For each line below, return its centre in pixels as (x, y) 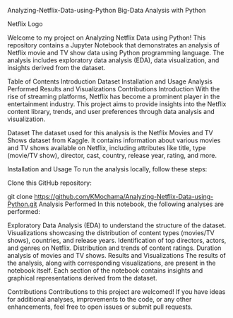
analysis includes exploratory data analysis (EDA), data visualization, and (113, 60)
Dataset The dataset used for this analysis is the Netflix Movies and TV (110, 133)
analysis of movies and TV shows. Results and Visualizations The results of (116, 255)
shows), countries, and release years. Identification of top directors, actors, (117, 240)
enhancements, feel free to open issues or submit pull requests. (100, 307)
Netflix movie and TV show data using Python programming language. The (116, 53)
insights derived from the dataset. (56, 68)
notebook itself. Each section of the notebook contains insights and (105, 271)
